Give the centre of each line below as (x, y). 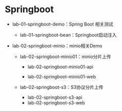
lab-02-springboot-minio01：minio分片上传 (65, 57)
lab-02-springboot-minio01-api (60, 67)
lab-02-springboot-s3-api (55, 97)
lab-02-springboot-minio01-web (62, 76)
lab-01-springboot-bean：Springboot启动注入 (68, 35)
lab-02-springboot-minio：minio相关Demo (57, 46)
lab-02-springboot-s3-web (56, 102)
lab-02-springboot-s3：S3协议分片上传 (62, 87)
